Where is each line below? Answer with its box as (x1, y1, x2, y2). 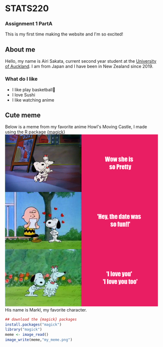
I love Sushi (12, 92, 35, 98)
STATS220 (5, 3, 49, 14)
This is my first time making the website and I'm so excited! (5, 31, 124, 37)
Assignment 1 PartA (5, 20, 53, 27)
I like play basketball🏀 (12, 87, 56, 92)
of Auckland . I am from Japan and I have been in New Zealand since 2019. (5, 64, 154, 69)
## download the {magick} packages (5, 317, 77, 322)
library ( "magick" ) (5, 327, 42, 332)
